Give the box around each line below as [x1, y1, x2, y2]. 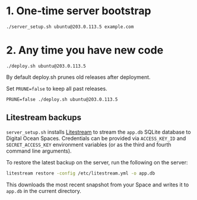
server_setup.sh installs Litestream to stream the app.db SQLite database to [6, 128, 191, 135]
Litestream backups [6, 113, 82, 123]
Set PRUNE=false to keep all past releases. [6, 85, 108, 92]
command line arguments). [6, 147, 72, 154]
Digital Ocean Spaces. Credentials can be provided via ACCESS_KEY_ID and [6, 135, 186, 142]
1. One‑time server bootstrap [6, 4, 151, 18]
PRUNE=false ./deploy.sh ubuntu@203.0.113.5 [6, 96, 118, 102]
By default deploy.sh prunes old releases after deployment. [6, 73, 151, 81]
